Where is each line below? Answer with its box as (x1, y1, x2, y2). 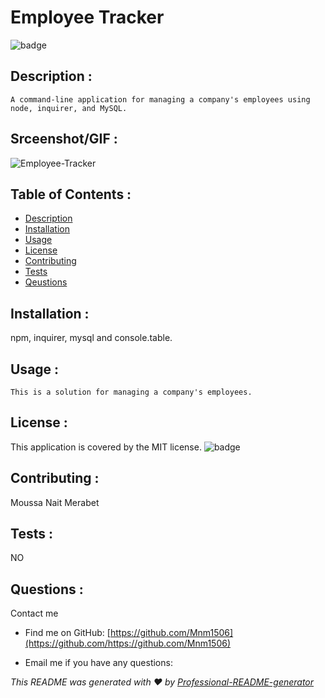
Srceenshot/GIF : (10, 131, 118, 148)
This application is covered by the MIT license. (10, 441, 202, 453)
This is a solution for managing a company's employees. (10, 387, 253, 397)
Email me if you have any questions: (24, 657, 173, 669)
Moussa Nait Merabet (10, 496, 100, 508)
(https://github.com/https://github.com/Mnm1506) (24, 637, 232, 650)
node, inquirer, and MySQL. (10, 103, 128, 113)
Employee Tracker (10, 6, 165, 29)
